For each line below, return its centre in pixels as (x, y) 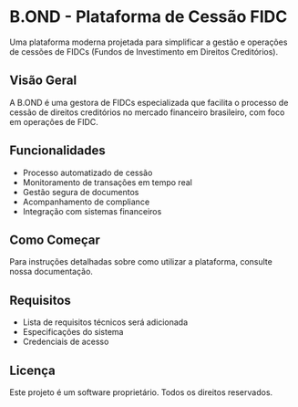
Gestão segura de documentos (81, 192)
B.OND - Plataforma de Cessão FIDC (149, 17)
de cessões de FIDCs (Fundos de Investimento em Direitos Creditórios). (144, 51)
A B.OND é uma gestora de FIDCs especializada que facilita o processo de (149, 102)
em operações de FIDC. (54, 121)
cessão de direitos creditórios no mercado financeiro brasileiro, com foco (147, 112)
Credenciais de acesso (66, 342)
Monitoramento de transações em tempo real (108, 182)
